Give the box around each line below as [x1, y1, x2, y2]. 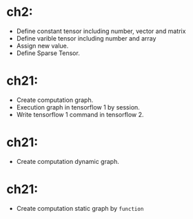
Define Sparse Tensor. [16, 49, 80, 57]
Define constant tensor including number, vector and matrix [16, 27, 186, 35]
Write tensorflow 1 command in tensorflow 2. [16, 110, 144, 118]
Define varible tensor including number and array [16, 34, 156, 42]
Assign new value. [16, 41, 69, 50]
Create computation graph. [16, 96, 94, 104]
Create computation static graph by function [16, 204, 144, 212]
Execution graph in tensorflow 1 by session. [16, 103, 141, 111]
